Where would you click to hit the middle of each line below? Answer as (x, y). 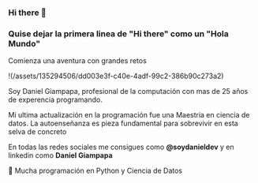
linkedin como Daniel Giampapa (60, 155)
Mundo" (24, 43)
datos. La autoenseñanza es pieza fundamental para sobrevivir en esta (123, 123)
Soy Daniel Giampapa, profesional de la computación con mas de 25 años (128, 91)
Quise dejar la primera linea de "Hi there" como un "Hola (118, 33)
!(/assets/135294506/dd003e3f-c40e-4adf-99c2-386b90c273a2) (116, 76)
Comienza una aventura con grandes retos (78, 61)
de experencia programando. (55, 100)
